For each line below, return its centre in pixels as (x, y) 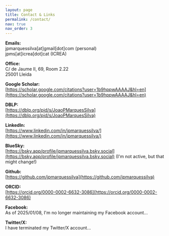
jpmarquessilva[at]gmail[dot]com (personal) (51, 49)
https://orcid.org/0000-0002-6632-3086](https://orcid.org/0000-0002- (82, 192)
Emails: (13, 43)
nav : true (16, 24)
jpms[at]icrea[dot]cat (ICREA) (36, 54)
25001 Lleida (18, 74)
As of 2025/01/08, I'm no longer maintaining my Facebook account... (76, 213)
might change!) (21, 162)
